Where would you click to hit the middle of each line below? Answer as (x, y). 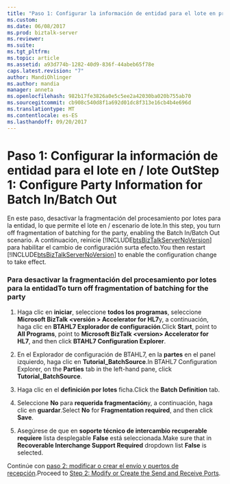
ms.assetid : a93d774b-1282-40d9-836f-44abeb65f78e (81, 64)
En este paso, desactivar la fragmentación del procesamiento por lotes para (114, 218)
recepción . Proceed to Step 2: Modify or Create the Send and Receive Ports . (114, 473)
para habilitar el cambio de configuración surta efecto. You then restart (106, 247)
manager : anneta (30, 90)
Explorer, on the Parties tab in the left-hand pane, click (94, 369)
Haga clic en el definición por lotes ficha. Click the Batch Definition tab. (118, 389)
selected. (30, 452)
